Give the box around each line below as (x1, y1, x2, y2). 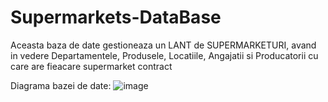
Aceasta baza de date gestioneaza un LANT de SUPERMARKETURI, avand (10, 39, 317, 51)
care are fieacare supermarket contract (10, 60, 173, 72)
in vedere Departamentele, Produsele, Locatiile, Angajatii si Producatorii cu (10, 49, 319, 61)
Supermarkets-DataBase (10, 6, 222, 29)
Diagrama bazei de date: (10, 79, 112, 91)
